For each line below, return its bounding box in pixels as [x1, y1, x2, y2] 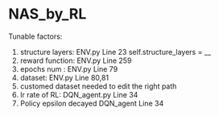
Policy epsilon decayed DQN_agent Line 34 [19, 98, 164, 108]
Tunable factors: [8, 31, 63, 41]
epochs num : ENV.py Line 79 [19, 64, 118, 73]
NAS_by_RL [8, 5, 87, 23]
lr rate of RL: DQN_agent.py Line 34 [19, 89, 138, 99]
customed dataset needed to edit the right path [19, 81, 177, 91]
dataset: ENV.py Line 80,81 [19, 72, 109, 82]
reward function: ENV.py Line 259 [19, 56, 132, 65]
